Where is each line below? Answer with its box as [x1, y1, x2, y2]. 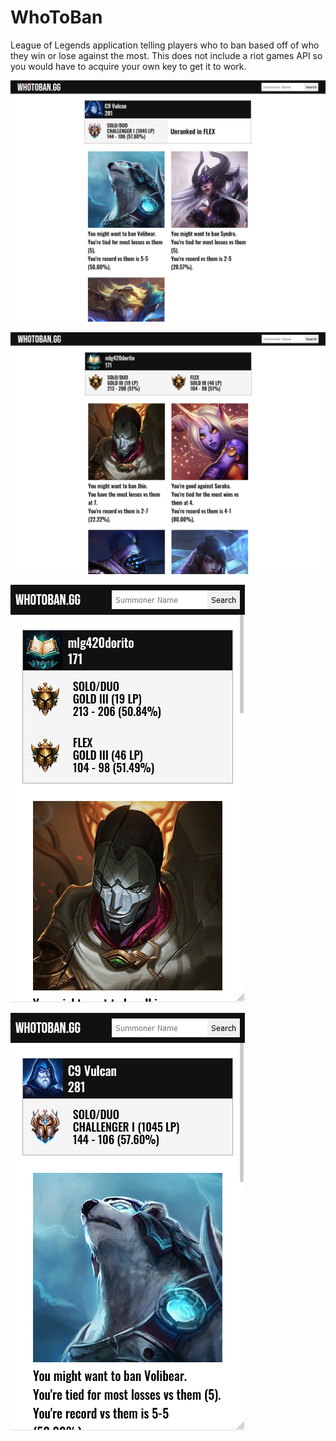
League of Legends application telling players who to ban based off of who [10, 39, 320, 51]
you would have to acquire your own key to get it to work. [10, 60, 247, 72]
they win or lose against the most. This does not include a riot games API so [10, 49, 323, 61]
